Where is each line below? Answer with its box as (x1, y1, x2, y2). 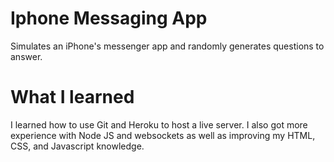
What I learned (10, 86, 135, 109)
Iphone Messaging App (10, 7, 208, 30)
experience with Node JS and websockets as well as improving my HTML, (10, 129, 316, 141)
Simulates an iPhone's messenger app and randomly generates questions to (10, 40, 325, 52)
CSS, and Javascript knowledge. (10, 140, 145, 152)
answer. (10, 50, 43, 62)
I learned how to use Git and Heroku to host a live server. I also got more (10, 118, 308, 131)
